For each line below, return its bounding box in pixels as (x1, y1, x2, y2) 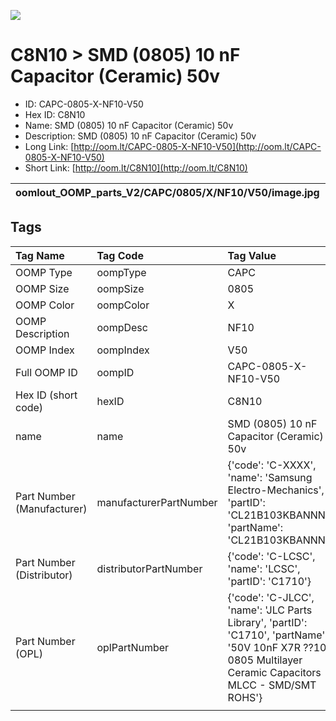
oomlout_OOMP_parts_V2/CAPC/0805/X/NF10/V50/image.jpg (15, 185, 320, 199)
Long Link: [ (24, 140, 75, 152)
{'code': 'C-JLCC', (227, 590, 315, 604)
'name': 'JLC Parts (227, 603, 313, 617)
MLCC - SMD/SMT (227, 678, 317, 692)
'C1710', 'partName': (227, 628, 328, 642)
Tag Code (96, 248, 144, 262)
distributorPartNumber (96, 561, 203, 575)
